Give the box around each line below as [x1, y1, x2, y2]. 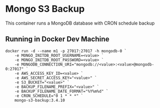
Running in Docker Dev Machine [5, 35, 110, 44]
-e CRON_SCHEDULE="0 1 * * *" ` [14, 93, 83, 98]
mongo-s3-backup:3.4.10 [14, 98, 65, 103]
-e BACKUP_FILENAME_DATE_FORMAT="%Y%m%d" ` [14, 89, 109, 94]
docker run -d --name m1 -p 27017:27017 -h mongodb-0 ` [5, 48, 127, 54]
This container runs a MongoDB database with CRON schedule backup [5, 20, 155, 26]
